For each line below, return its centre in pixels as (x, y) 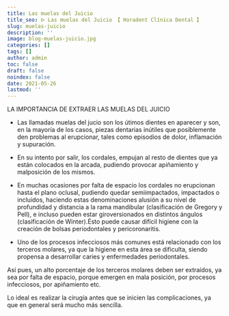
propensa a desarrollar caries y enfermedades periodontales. (103, 256)
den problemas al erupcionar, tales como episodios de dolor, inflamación (119, 137)
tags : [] (19, 52)
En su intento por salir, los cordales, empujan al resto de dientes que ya (117, 157)
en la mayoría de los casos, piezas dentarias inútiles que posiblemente (117, 130)
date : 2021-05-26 (32, 83)
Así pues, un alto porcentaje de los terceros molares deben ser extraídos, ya (114, 270)
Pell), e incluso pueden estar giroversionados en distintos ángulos (110, 214)
